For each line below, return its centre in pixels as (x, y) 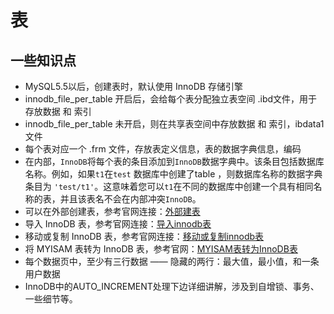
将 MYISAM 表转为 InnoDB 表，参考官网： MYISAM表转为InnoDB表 (161, 249)
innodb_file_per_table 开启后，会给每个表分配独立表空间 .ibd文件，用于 (171, 99)
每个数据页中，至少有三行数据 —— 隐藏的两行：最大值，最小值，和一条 (172, 261)
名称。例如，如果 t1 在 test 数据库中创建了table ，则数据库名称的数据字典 (173, 174)
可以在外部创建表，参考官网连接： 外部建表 (112, 211)
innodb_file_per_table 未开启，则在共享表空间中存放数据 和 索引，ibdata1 (174, 124)
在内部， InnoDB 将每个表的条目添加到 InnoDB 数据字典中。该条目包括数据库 (174, 161)
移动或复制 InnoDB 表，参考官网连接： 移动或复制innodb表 (144, 236)
